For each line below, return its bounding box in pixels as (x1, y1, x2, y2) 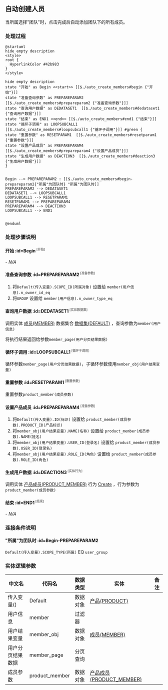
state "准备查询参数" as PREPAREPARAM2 (5, 95, 84, 100)
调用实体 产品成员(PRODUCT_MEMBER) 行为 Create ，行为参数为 (5, 481, 139, 487)
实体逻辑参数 (5, 562, 36, 569)
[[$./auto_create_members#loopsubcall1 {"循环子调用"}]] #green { (5, 127, 142, 132)
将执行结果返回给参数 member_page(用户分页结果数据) (5, 336, 108, 342)
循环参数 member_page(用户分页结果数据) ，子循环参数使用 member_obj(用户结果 (5, 361, 156, 367)
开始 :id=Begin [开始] (5, 247, 45, 253)
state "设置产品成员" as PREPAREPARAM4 (5, 143, 84, 148)
